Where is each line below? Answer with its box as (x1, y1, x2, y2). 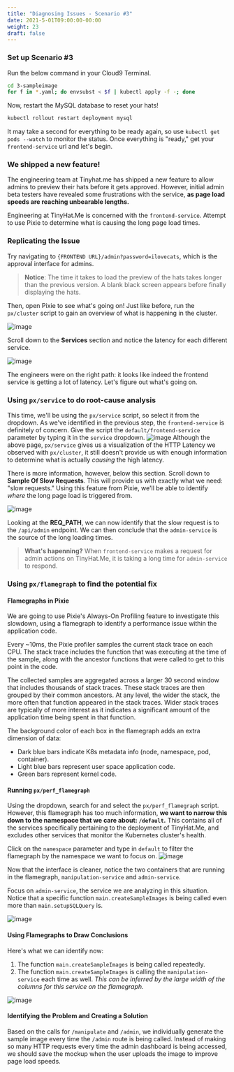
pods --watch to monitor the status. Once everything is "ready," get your (7, 135, 214, 143)
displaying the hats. (24, 288, 81, 296)
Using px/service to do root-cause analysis (7, 395, 156, 405)
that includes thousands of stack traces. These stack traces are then (7, 684, 205, 692)
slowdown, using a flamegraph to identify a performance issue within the (7, 619, 217, 628)
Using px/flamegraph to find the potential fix (7, 579, 157, 589)
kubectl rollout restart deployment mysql (7, 115, 133, 122)
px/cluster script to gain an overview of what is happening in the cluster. (7, 309, 218, 317)
